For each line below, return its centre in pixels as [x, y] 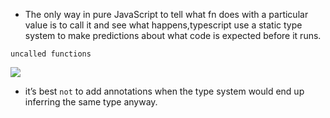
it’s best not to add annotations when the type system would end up [164, 91]
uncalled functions [51, 54]
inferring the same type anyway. [91, 102]
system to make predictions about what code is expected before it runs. [173, 35]
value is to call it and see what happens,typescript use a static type [163, 25]
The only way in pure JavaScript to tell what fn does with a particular [166, 14]
